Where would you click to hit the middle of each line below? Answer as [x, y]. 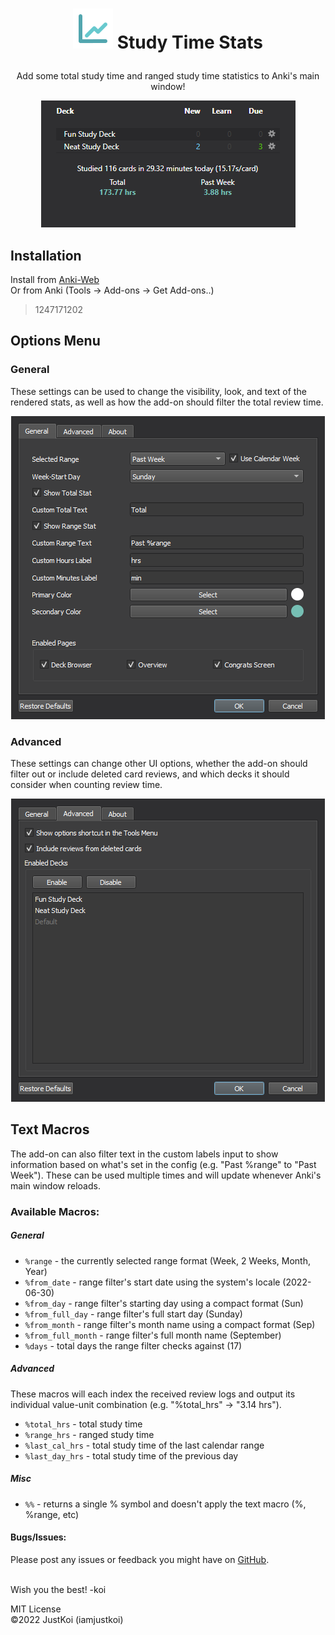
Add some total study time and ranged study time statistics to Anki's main [168, 76]
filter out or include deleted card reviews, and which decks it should [150, 774]
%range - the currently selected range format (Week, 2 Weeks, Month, [168, 1260]
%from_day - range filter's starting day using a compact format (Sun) [164, 1303]
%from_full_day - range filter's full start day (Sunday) [133, 1314]
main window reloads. [55, 1185]
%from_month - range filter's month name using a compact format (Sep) [170, 1324]
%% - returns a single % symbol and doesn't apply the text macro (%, [165, 1504]
